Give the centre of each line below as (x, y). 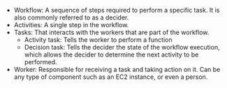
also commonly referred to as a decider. (71, 17)
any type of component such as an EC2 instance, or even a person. (111, 77)
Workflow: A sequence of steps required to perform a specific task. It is (117, 10)
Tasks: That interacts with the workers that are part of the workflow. (111, 32)
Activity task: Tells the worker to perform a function (98, 40)
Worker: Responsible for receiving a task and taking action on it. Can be (117, 69)
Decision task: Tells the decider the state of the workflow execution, (122, 47)
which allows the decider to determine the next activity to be (111, 54)
